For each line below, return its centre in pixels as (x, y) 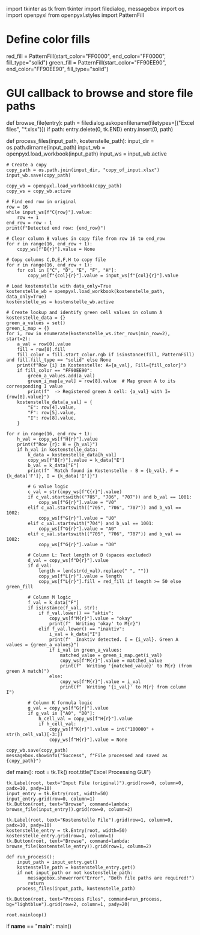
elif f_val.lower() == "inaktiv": (81, 629)
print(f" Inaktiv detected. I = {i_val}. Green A (114, 639)
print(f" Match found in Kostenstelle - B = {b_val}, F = (103, 471)
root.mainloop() (26, 915)
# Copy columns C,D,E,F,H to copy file (56, 260)
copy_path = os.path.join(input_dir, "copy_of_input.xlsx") (83, 170)
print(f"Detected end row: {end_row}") (56, 228)
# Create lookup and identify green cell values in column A (84, 312)
